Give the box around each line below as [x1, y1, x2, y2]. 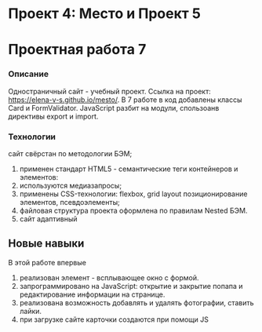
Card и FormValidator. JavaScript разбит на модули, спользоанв [8, 103, 220, 112]
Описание [8, 68, 49, 79]
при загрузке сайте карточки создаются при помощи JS [19, 315, 209, 324]
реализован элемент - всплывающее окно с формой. [19, 272, 199, 283]
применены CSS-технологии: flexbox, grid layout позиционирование [19, 189, 248, 199]
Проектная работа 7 [8, 41, 147, 59]
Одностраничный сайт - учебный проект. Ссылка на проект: [8, 86, 211, 96]
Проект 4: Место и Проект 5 [8, 5, 202, 23]
